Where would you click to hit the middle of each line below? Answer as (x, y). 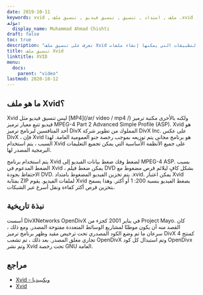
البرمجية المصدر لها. (29, 150)
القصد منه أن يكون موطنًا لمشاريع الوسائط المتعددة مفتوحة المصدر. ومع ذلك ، (94, 227)
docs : (19, 68)
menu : (14, 62)
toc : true (19, 40)
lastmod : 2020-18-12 (33, 79)
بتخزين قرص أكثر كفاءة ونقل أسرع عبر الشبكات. (61, 187)
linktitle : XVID (27, 57)
